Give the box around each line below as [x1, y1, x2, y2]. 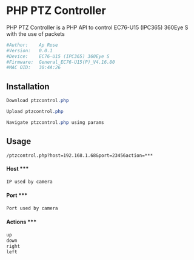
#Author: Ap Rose [6, 42, 59, 48]
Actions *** [6, 218, 37, 225]
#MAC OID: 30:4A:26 [6, 64, 61, 70]
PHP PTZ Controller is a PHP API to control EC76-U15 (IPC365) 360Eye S [6, 24, 189, 31]
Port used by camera [6, 205, 59, 211]
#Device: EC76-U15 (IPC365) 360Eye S [6, 53, 110, 60]
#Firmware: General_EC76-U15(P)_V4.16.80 [6, 59, 115, 65]
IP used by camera [6, 179, 53, 185]
